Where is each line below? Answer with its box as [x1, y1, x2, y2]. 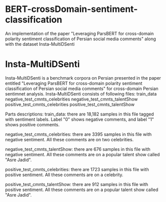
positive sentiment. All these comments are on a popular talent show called [5, 187, 159, 193]
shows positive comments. [5, 121, 60, 127]
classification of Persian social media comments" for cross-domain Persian [5, 86, 159, 92]
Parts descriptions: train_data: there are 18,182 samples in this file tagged [5, 111, 154, 117]
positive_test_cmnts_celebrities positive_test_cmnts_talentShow [5, 101, 135, 107]
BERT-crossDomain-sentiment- [5, 3, 138, 15]
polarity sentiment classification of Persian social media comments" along [5, 36, 156, 42]
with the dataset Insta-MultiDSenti [5, 41, 75, 47]
